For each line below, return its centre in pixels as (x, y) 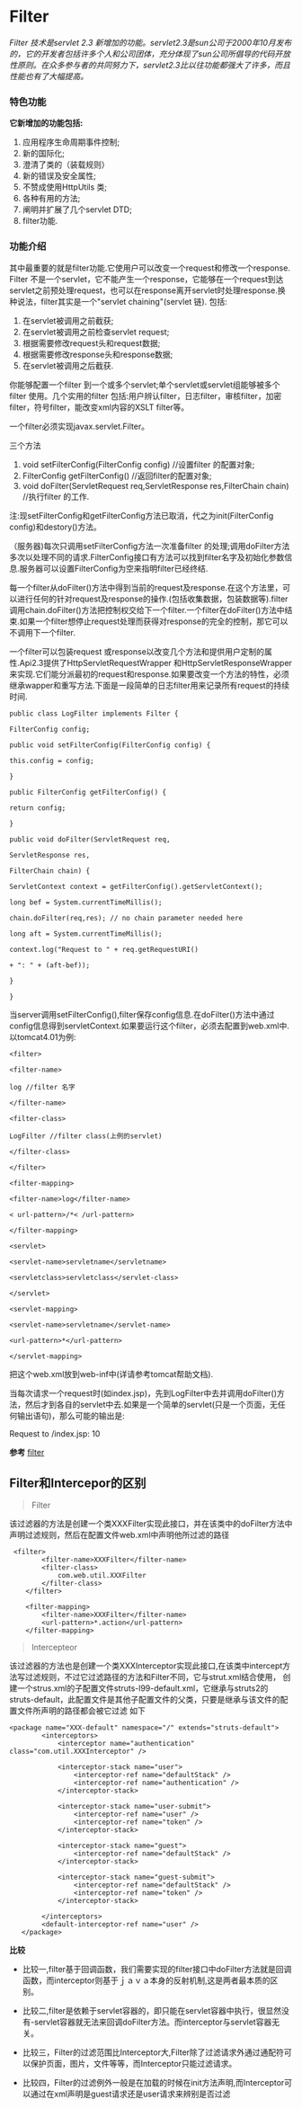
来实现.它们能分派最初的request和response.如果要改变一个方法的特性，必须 (149, 674)
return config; (38, 808)
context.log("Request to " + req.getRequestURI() (104, 949)
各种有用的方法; (51, 199)
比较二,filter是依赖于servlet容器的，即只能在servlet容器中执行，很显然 (152, 2011)
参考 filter (27, 1452)
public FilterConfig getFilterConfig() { (88, 792)
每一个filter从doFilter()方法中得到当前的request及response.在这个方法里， (146, 587)
